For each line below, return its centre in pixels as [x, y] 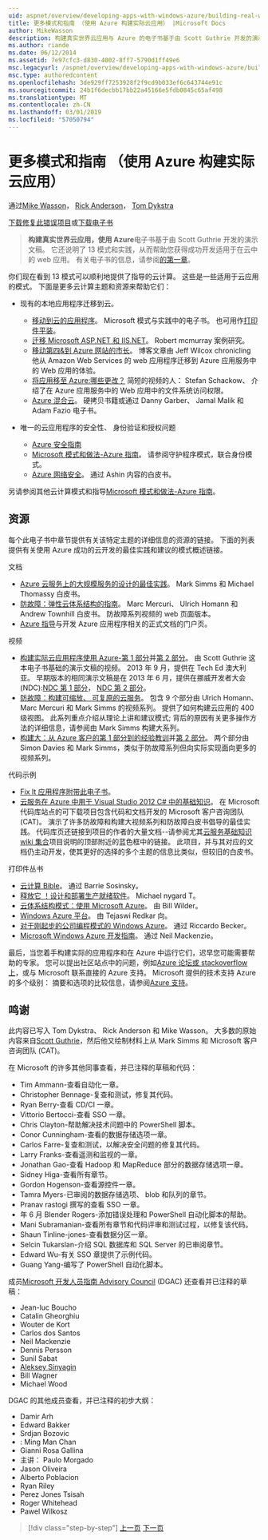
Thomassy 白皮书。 [52, 593]
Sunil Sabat [39, 1358]
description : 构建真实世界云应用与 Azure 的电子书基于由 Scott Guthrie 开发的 [130, 38]
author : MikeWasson [41, 30]
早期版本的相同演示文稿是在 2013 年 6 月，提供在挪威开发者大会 [140, 677]
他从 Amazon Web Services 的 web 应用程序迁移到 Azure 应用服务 [140, 360]
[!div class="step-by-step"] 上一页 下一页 [96, 1528]
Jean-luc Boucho [48, 1307]
